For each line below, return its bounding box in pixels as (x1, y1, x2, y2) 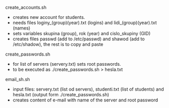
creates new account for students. (12, 14, 85, 20)
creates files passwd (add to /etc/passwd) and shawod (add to (12, 36, 145, 42)
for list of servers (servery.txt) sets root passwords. (12, 61, 122, 67)
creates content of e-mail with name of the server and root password (12, 97, 158, 103)
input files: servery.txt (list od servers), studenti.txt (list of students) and (12, 86, 164, 92)
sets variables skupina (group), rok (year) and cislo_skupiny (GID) (12, 31, 151, 36)
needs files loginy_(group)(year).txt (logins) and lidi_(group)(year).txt (12, 20, 157, 25)
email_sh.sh (5, 76, 30, 82)
